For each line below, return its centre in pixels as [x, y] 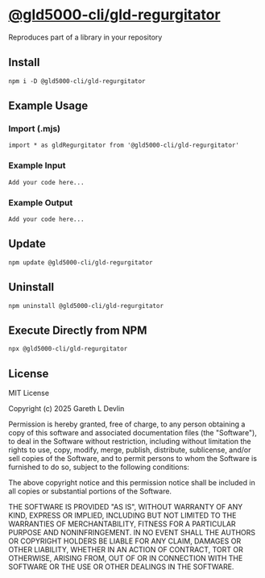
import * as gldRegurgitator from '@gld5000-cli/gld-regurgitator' [124, 146]
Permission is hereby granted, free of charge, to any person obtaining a [127, 424]
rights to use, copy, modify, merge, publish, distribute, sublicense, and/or [130, 450]
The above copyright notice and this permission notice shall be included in [132, 483]
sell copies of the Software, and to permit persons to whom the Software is [133, 459]
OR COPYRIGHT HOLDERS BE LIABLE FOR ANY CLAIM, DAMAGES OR [125, 541]
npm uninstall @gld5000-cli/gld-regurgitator [86, 306]
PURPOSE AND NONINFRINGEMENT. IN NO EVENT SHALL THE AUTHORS [132, 533]
